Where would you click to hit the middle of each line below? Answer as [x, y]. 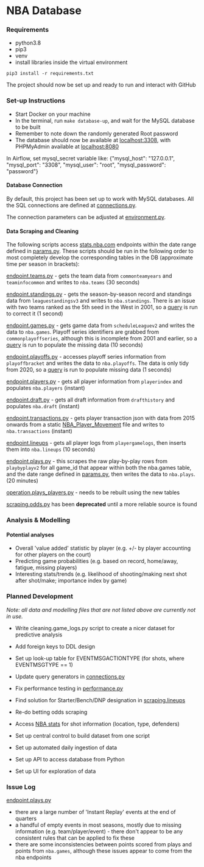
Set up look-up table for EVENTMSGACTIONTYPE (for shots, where [100, 658]
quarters [26, 818]
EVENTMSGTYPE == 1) [44, 664]
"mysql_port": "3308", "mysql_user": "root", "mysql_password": [86, 165]
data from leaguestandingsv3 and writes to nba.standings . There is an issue [101, 301]
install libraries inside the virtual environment [71, 62]
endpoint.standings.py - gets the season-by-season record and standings [99, 294]
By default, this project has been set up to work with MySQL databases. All [100, 198]
